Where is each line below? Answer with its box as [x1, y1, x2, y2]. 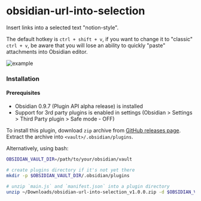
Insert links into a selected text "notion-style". [6, 24, 119, 31]
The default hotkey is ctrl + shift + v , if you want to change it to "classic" [6, 35, 193, 42]
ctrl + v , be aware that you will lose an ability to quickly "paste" [6, 42, 166, 49]
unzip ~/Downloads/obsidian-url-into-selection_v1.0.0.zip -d [6, 189, 165, 195]
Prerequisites [6, 89, 41, 97]
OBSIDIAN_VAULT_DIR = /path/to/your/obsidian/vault [6, 156, 133, 162]
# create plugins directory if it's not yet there [6, 167, 135, 173]
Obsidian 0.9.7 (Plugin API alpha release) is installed [14, 103, 144, 110]
